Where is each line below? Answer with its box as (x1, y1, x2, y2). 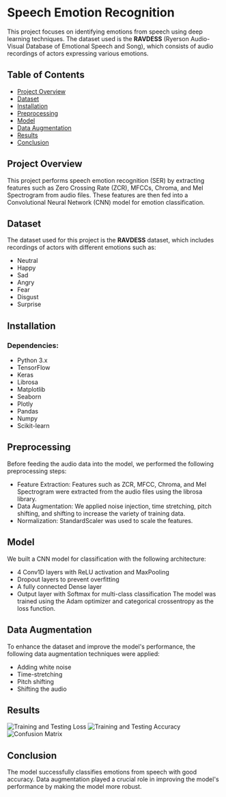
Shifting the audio (16, 685, 67, 693)
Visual (7, 42, 25, 50)
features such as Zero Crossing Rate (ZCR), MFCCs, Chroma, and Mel (7, 184, 203, 192)
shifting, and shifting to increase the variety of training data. (16, 509, 186, 518)
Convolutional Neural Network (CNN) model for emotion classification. (7, 198, 205, 206)
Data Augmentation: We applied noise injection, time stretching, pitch (16, 502, 212, 510)
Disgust (16, 293, 39, 301)
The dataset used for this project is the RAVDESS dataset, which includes (7, 236, 214, 244)
